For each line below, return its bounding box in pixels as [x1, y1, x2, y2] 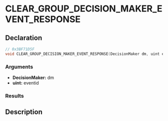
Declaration [5, 33, 42, 42]
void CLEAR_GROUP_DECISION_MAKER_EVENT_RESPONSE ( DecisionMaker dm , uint [5, 51, 160, 56]
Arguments [5, 63, 33, 70]
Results [5, 92, 24, 99]
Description [5, 108, 42, 116]
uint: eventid [12, 80, 39, 86]
